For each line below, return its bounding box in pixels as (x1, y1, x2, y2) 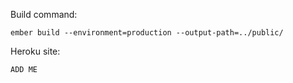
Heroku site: (10, 45, 61, 57)
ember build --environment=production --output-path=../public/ (10, 28, 284, 38)
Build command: (10, 9, 78, 20)
